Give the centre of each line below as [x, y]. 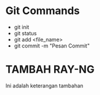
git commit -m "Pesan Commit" [52, 46]
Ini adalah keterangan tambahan [44, 86]
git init [21, 27]
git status [25, 33]
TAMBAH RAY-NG [50, 69]
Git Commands [43, 11]
